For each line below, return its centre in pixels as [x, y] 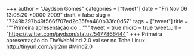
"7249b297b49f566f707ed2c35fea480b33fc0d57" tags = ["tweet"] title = [97, 21]
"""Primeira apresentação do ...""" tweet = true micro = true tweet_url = [94, 27]
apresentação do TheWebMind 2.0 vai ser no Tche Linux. [76, 40]
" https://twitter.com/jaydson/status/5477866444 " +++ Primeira [84, 34]
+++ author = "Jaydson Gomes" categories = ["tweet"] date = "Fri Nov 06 [97, 9]
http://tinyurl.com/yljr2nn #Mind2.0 [49, 46]
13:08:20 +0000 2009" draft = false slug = [58, 15]
